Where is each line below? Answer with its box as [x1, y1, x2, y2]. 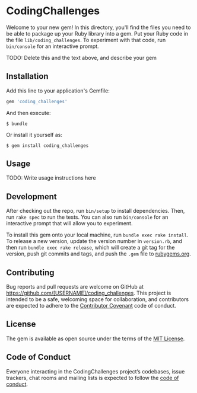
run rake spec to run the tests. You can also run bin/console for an [6, 213, 169, 221]
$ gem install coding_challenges [6, 142, 89, 149]
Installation [6, 71, 49, 81]
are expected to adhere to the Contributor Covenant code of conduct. [6, 302, 176, 309]
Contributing [6, 267, 55, 277]
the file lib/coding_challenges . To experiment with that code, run [6, 36, 166, 43]
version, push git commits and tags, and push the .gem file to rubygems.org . [6, 250, 192, 257]
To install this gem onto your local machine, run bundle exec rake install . [6, 231, 189, 238]
